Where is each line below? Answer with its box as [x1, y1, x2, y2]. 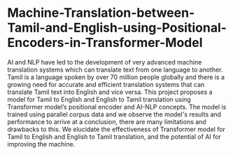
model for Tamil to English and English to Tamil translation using [7, 95, 191, 103]
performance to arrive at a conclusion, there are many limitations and [7, 117, 206, 126]
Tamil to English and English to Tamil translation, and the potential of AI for [7, 132, 222, 141]
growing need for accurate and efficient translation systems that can [7, 80, 205, 88]
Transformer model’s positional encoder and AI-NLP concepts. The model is [7, 102, 227, 111]
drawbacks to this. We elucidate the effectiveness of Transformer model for [7, 125, 226, 133]
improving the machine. [7, 140, 76, 148]
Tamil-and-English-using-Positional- [7, 20, 227, 36]
